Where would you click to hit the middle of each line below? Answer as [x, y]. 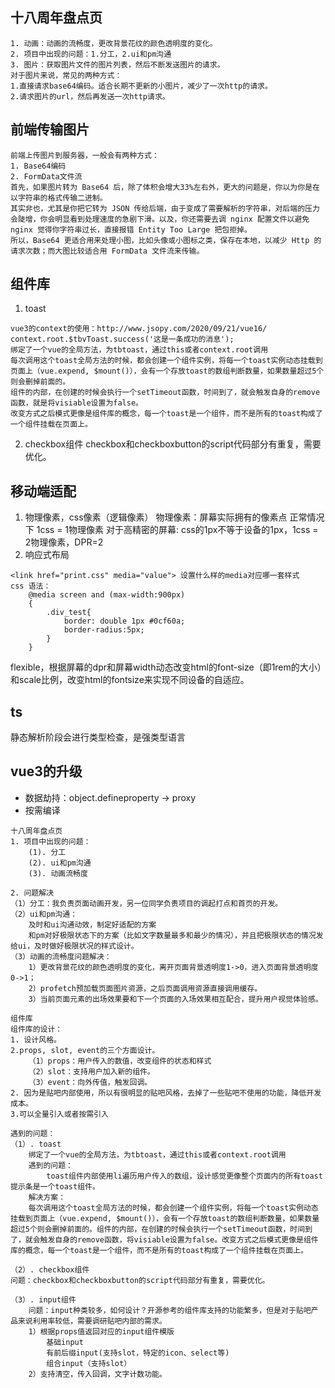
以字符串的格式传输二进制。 [59, 198]
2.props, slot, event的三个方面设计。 [85, 1050]
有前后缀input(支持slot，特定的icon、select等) [138, 1353]
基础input [65, 1342]
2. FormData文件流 [46, 176]
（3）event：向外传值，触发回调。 [90, 1082]
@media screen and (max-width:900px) [107, 595]
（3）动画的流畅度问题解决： [61, 956]
